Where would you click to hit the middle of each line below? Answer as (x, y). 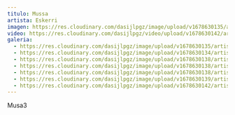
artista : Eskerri (33, 20)
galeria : (20, 40)
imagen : (19, 27)
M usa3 (17, 105)
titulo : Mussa (28, 14)
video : (17, 33)
